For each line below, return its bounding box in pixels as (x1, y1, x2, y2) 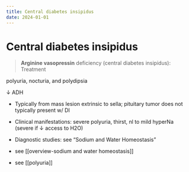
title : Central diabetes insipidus (6, 8, 94, 15)
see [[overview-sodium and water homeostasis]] (14, 148, 134, 155)
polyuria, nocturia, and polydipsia (6, 77, 88, 85)
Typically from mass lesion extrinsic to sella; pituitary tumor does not (14, 101, 183, 108)
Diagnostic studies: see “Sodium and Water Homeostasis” (14, 136, 156, 143)
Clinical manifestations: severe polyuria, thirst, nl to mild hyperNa (14, 118, 174, 126)
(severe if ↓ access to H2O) (14, 124, 84, 132)
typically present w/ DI (14, 107, 70, 114)
